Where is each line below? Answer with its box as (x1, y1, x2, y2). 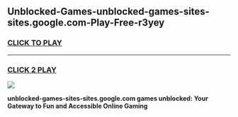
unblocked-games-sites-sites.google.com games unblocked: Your (7, 94, 209, 102)
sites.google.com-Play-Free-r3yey (7, 17, 165, 29)
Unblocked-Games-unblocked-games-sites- (7, 6, 210, 18)
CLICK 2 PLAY (7, 65, 57, 74)
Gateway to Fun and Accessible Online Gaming (7, 101, 148, 110)
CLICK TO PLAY (7, 38, 62, 48)
